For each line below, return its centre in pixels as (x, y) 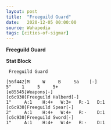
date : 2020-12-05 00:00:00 (41, 22)
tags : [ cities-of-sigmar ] (37, 33)
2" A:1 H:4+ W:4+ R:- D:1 (56, 113)
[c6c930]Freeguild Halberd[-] (43, 97)
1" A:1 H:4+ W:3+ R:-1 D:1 (56, 103)
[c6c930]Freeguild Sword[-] (40, 118)
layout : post (22, 11)
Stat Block (19, 61)
